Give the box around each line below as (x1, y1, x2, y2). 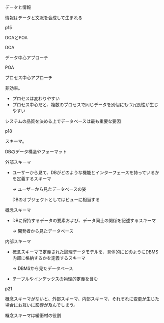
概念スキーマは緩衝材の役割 (5, 313, 61, 318)
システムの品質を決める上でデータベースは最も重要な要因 (5, 118, 121, 124)
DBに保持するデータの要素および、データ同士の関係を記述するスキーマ (12, 218, 156, 223)
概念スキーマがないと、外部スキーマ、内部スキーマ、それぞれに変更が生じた (5, 296, 160, 301)
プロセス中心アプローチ (5, 75, 53, 80)
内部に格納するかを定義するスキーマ (12, 255, 86, 261)
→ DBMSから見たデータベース (12, 265, 74, 271)
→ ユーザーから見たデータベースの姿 (12, 186, 87, 192)
